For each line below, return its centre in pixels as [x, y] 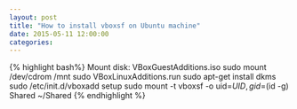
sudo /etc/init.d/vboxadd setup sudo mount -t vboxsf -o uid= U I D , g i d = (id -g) [149, 86]
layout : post [33, 17]
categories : [31, 42]
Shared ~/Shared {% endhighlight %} [78, 96]
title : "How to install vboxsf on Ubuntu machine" [105, 26]
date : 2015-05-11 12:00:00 [59, 34]
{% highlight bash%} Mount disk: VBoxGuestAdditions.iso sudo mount [138, 67]
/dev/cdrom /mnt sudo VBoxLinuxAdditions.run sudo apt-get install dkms [143, 77]
